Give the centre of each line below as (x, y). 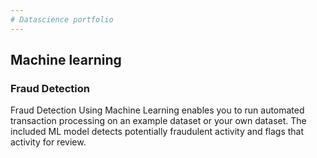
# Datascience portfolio (62, 19)
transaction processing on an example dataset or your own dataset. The (158, 121)
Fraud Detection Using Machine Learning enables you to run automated (157, 110)
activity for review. (48, 142)
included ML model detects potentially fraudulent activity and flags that (157, 132)
